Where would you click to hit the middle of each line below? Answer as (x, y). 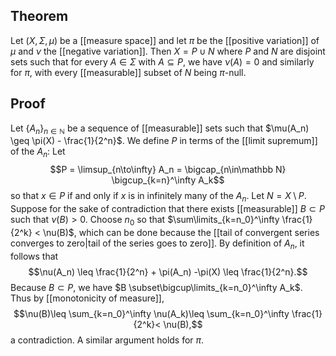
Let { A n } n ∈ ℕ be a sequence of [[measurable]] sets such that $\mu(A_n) (160, 129)
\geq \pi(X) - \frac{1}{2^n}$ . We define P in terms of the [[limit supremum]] (164, 141)
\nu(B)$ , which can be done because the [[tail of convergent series (181, 232)
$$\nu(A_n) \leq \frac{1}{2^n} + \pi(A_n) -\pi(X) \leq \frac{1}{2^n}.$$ (168, 271)
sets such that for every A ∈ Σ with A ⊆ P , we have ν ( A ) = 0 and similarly (162, 61)
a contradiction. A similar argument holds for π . (107, 340)
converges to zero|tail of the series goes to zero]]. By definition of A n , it (157, 244)
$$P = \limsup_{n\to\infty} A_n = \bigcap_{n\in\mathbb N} (168, 170)
